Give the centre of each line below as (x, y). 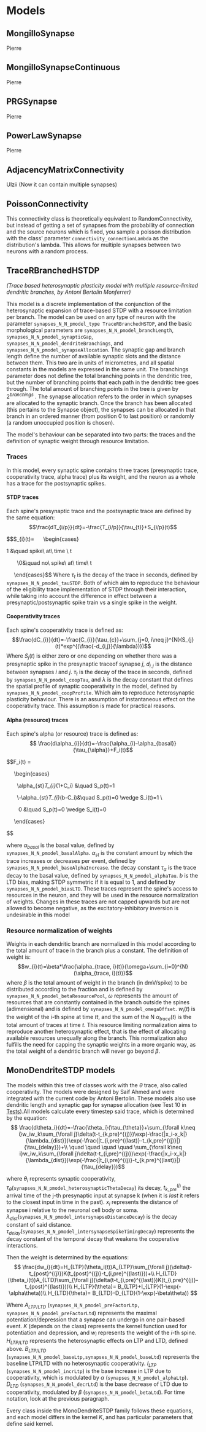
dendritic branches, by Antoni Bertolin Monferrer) (69, 292)
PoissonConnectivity (48, 204)
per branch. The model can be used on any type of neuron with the (91, 317)
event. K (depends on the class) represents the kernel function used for (97, 1326)
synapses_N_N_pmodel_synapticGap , (50, 336)
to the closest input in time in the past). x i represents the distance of (92, 1202)
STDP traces (23, 497)
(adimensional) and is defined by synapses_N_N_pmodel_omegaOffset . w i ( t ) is (101, 1010)
